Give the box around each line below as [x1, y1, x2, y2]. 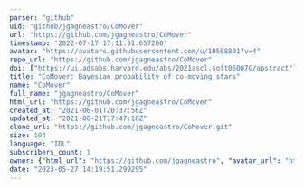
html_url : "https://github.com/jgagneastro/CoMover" [9, 97, 213, 107]
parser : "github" [9, 13, 75, 23]
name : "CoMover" [9, 80, 71, 89]
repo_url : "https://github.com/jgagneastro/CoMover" [9, 55, 213, 64]
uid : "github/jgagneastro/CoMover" [9, 22, 144, 31]
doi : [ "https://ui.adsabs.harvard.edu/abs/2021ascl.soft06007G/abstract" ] [9, 64, 298, 73]
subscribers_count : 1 [9, 147, 91, 156]
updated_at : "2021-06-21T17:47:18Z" [9, 114, 147, 123]
